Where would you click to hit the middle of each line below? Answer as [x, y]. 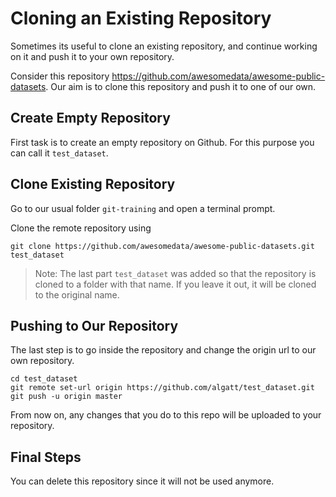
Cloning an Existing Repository [141, 18]
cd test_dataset [44, 379]
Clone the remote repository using [81, 228]
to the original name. [77, 294]
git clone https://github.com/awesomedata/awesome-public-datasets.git [162, 246]
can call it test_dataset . [59, 153]
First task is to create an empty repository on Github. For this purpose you [162, 142]
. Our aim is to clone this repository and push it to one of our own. [181, 86]
